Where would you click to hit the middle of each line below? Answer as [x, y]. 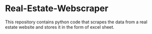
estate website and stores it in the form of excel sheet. [60, 27]
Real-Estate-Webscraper [57, 8]
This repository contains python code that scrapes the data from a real [76, 22]
